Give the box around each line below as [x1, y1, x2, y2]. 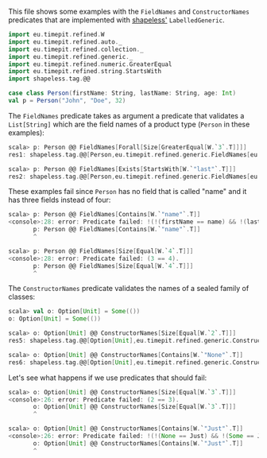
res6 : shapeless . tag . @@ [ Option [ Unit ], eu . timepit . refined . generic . [8, 358, 233, 367]
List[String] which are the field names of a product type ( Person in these [8, 119, 250, 129]
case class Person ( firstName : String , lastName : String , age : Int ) [8, 89, 237, 98]
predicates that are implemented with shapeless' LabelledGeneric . [8, 15, 225, 25]
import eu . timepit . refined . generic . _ [8, 52, 133, 60]
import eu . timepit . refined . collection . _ [8, 45, 145, 53]
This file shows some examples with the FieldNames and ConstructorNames [8, 7, 250, 16]
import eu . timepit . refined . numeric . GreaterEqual [8, 60, 172, 68]
